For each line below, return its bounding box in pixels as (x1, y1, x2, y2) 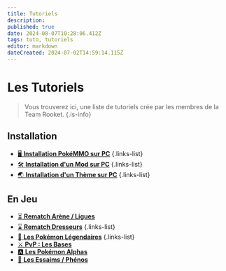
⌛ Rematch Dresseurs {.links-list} (17, 223, 115, 231)
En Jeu (7, 193, 38, 205)
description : (7, 17, 45, 24)
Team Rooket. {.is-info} (24, 110, 92, 118)
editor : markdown (7, 43, 58, 50)
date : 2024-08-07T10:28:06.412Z (7, 29, 101, 37)
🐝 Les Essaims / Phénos (17, 256, 89, 264)
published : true (7, 23, 55, 30)
